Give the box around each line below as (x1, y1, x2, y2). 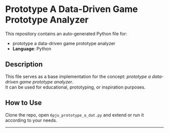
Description (5, 60, 43, 68)
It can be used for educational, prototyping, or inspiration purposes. (5, 84, 146, 90)
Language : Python (12, 45, 51, 51)
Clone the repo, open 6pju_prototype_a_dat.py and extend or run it (5, 111, 144, 118)
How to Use (5, 98, 42, 107)
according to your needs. (5, 117, 57, 123)
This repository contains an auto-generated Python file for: (5, 30, 127, 36)
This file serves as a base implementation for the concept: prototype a (5, 73, 151, 79)
